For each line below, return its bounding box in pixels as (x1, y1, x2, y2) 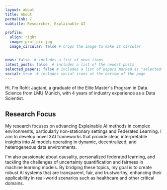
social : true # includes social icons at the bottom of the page (5, 71, 146, 76)
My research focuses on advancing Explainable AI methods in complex (5, 123, 151, 129)
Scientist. (5, 95, 24, 101)
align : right (9, 35, 37, 40)
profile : (5, 30, 23, 35)
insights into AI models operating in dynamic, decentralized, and (5, 139, 137, 145)
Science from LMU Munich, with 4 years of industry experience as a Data (5, 90, 156, 96)
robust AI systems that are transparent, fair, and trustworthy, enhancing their (5, 170, 162, 176)
